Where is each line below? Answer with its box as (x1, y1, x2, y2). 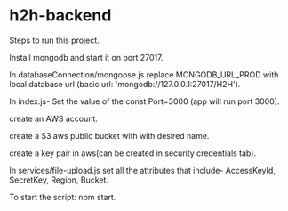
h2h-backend (9, 5, 112, 26)
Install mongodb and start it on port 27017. (9, 52, 164, 62)
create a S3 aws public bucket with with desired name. (9, 130, 210, 141)
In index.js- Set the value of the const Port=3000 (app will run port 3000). (9, 95, 280, 107)
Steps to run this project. (9, 35, 100, 45)
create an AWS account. (9, 113, 98, 124)
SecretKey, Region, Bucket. (9, 174, 109, 185)
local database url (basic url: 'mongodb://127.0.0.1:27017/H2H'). (9, 78, 241, 89)
